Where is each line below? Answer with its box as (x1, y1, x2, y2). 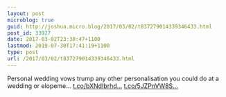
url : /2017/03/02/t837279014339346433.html (7, 55, 135, 62)
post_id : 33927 (7, 29, 51, 37)
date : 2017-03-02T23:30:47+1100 (7, 36, 101, 43)
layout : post (7, 10, 45, 17)
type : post (7, 49, 39, 56)
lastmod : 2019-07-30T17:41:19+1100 (7, 42, 110, 49)
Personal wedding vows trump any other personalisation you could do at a (7, 74, 220, 82)
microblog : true (7, 17, 54, 24)
